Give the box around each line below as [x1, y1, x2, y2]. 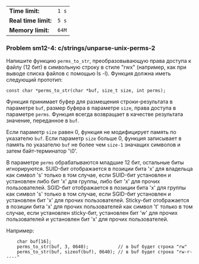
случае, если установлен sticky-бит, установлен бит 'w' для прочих [6, 209, 178, 217]
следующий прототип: [6, 77, 63, 84]
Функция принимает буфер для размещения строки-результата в [6, 98, 173, 106]
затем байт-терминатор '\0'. [6, 148, 78, 155]
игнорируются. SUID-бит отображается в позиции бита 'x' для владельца [6, 166, 193, 173]
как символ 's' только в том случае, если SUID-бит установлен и [6, 171, 171, 179]
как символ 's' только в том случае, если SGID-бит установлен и [6, 190, 171, 198]
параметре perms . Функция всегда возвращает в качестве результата [6, 111, 184, 118]
